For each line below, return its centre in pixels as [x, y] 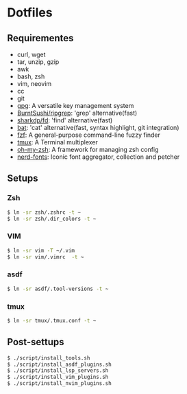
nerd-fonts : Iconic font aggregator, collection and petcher [98, 157]
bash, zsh [31, 76]
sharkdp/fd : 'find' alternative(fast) [65, 120]
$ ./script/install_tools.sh [49, 358]
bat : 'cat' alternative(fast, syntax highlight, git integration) [98, 128]
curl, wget [31, 54]
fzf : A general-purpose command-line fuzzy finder [89, 135]
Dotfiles [30, 13]
